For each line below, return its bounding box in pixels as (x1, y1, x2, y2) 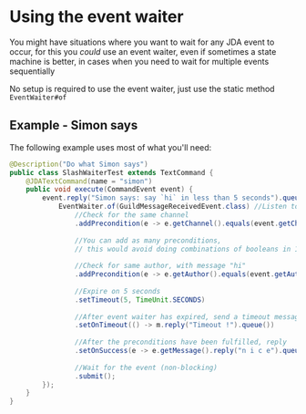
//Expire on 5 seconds (74, 286, 161, 295)
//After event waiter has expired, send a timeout (74, 312, 271, 321)
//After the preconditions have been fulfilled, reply (74, 337, 287, 347)
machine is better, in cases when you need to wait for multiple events (9, 56, 270, 67)
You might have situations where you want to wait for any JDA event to (9, 36, 275, 47)
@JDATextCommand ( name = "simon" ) (25, 176, 153, 186)
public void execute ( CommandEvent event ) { (25, 185, 194, 194)
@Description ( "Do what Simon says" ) (9, 160, 148, 169)
